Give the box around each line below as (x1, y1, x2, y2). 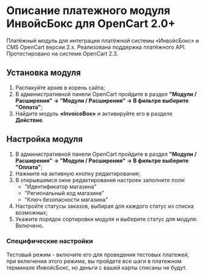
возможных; (15, 209, 48, 216)
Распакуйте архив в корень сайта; (15, 84, 105, 91)
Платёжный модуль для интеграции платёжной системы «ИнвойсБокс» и (6, 37, 199, 44)
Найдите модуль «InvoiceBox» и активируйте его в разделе (15, 109, 173, 117)
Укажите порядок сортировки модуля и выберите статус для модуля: (15, 215, 198, 223)
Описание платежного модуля (6, 4, 171, 18)
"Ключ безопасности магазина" (24, 196, 108, 203)
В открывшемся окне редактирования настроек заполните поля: (15, 176, 185, 183)
